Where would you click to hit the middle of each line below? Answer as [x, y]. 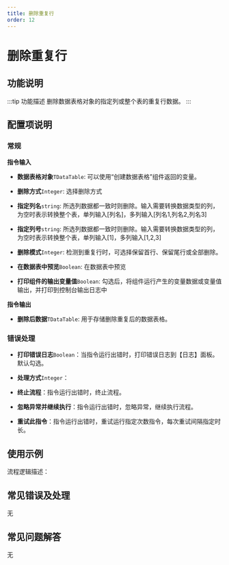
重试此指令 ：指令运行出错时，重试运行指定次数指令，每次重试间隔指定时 [119, 422]
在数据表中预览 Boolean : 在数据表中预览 [71, 267]
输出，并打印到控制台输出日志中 [62, 290]
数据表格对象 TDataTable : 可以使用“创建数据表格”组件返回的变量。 [108, 177]
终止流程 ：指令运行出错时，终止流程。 [71, 392]
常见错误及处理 [39, 495]
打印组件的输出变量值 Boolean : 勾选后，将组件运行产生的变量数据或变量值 [119, 281]
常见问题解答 [34, 537]
